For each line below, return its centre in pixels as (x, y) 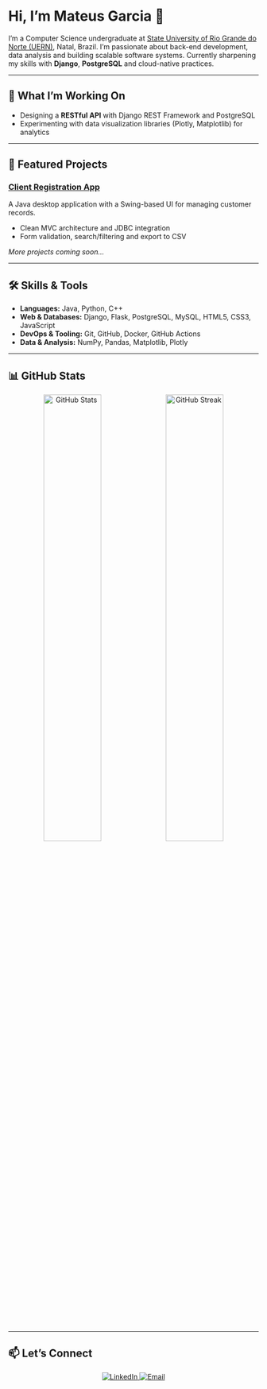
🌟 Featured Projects (58, 165)
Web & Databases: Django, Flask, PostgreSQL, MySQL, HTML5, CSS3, (135, 317)
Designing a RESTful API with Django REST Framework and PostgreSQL (137, 115)
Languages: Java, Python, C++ (71, 308)
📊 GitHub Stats (47, 375)
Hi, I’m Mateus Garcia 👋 (86, 16)
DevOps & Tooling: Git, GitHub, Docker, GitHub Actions (110, 334)
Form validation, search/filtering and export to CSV (103, 237)
